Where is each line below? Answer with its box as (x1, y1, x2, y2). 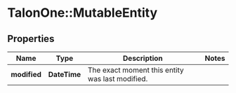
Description (122, 54, 163, 63)
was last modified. (87, 74, 148, 83)
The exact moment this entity (87, 65, 184, 75)
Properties (7, 33, 55, 45)
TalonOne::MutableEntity (7, 5, 158, 21)
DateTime (48, 70, 81, 79)
